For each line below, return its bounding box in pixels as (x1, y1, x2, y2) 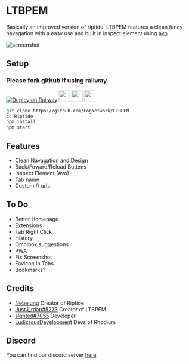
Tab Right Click (14, 228, 52, 235)
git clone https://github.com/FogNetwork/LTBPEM (6, 108, 129, 114)
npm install (6, 119, 36, 125)
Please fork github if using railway (6, 77, 107, 85)
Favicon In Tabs (14, 259, 54, 267)
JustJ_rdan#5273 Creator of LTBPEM (14, 305, 106, 313)
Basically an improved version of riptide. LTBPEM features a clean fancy (6, 23, 183, 30)
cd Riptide (6, 113, 33, 120)
